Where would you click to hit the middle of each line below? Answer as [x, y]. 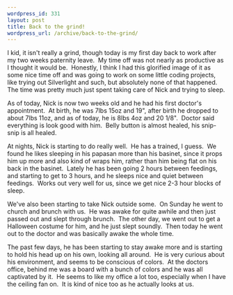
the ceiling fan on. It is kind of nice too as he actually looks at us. [101, 284]
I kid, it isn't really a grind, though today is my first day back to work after [112, 53]
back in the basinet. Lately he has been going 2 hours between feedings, [112, 168]
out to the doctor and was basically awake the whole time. [90, 234]
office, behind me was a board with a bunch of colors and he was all [105, 269]
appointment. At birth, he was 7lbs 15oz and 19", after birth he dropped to [113, 111]
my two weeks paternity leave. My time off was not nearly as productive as [115, 61]
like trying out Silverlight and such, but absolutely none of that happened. [112, 82]
